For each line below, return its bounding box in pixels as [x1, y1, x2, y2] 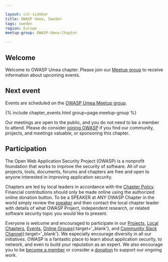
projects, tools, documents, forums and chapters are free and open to [5, 169, 150, 175]
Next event [5, 86, 40, 95]
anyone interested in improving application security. [5, 174, 113, 180]
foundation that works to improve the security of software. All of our [5, 163, 146, 169]
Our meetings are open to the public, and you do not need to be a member [5, 119, 159, 125]
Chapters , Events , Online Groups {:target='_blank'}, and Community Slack [5, 225, 157, 231]
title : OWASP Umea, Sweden [5, 16, 62, 22]
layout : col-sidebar [5, 12, 49, 17]
